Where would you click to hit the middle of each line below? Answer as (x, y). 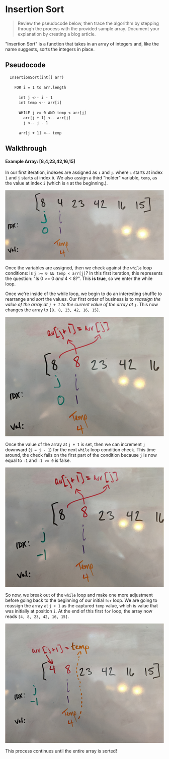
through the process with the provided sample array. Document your (89, 28)
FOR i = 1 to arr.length (40, 87)
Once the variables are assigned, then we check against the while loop (79, 268)
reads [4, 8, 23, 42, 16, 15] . (37, 616)
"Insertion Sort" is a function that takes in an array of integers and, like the (82, 43)
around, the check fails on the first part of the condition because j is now (81, 455)
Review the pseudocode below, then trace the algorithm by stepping (88, 23)
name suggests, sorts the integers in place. (50, 49)
